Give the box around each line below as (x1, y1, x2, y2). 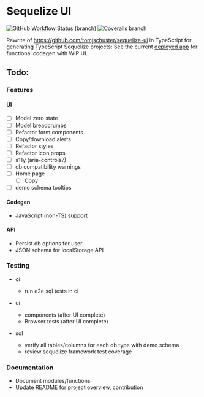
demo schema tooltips (15, 184, 72, 191)
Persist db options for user (15, 239, 83, 247)
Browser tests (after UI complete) (24, 317, 108, 325)
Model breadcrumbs (15, 121, 67, 129)
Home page (15, 170, 45, 177)
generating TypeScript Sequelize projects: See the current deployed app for (6, 43, 198, 50)
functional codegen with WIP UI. (6, 49, 88, 56)
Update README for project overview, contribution (15, 384, 143, 391)
